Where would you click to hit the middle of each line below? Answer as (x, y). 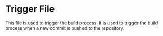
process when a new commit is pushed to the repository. (65, 28)
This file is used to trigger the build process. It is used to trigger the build (82, 23)
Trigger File (30, 9)
